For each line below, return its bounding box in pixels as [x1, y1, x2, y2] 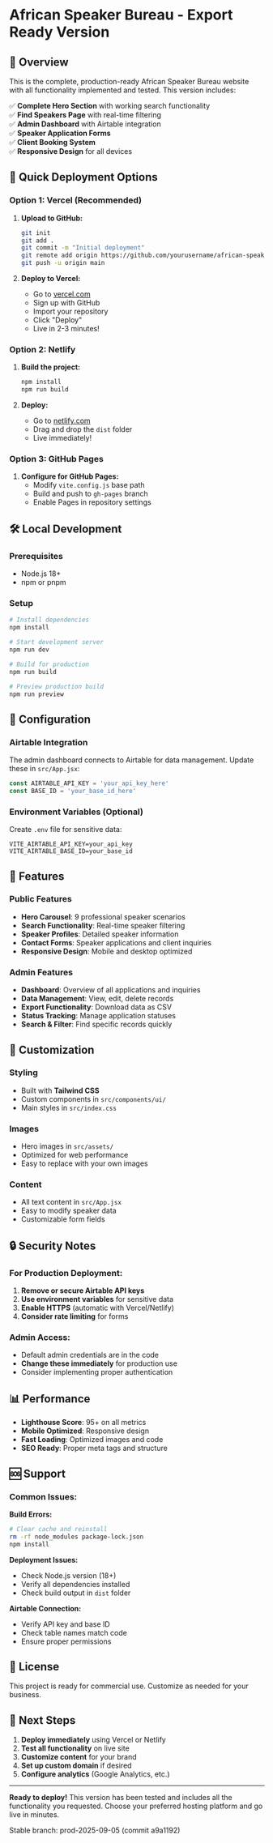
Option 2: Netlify [9, 343, 76, 355]
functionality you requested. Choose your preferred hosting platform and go [9, 1801, 263, 1811]
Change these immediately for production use [20, 1359, 177, 1368]
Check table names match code [20, 1628, 128, 1637]
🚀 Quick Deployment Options [9, 170, 159, 184]
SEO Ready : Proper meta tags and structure [20, 1444, 168, 1453]
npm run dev [9, 646, 49, 654]
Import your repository [32, 306, 109, 317]
